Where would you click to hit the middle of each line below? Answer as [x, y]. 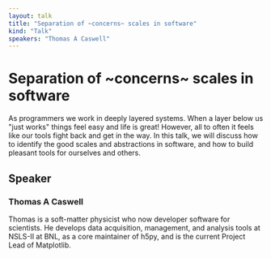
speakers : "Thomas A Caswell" [59, 39]
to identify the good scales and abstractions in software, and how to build [131, 144]
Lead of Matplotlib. [40, 245]
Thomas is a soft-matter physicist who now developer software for [119, 219]
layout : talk [30, 16]
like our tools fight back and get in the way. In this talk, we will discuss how [133, 135]
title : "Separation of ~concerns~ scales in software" [103, 24]
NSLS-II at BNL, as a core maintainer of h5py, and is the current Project [127, 236]
